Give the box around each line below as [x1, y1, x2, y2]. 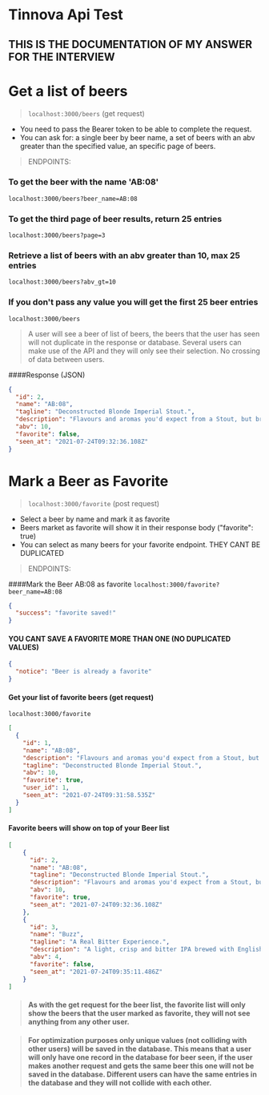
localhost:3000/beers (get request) [27, 108, 146, 118]
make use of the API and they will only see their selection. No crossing [27, 346, 260, 356]
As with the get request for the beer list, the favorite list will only [27, 1000, 246, 1009]
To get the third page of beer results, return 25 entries [8, 213, 223, 224]
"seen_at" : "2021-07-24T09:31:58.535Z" [22, 791, 156, 799]
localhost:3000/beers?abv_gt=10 [8, 278, 116, 286]
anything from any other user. [27, 1016, 130, 1026]
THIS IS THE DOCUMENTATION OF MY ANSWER [8, 38, 253, 51]
